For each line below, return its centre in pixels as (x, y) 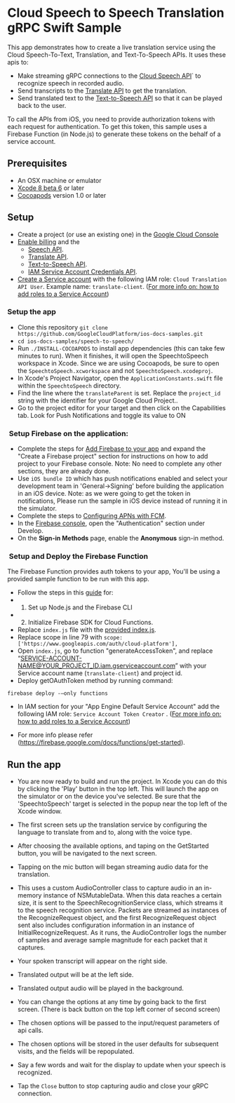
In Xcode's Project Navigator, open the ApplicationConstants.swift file (120, 378)
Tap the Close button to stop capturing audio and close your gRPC (113, 1086)
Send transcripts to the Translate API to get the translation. (102, 90)
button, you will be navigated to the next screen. (87, 853)
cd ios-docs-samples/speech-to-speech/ (76, 341)
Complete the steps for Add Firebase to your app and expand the (111, 449)
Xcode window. (40, 811)
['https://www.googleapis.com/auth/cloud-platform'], (98, 644)
